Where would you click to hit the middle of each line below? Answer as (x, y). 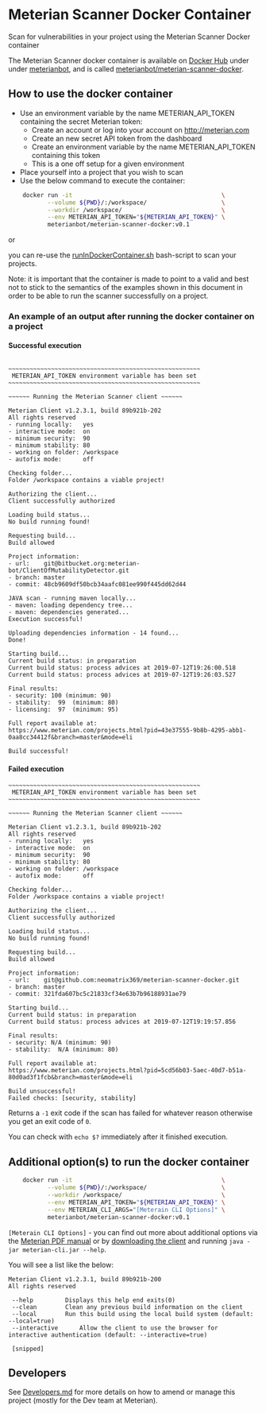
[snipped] (28, 1349)
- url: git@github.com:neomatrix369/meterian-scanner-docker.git (124, 980)
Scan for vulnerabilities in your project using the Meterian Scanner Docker (129, 37)
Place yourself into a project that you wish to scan (102, 172)
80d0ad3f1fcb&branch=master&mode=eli (71, 1078)
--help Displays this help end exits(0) (94, 1300)
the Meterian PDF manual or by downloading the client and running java (126, 1241)
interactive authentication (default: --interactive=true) (108, 1335)
